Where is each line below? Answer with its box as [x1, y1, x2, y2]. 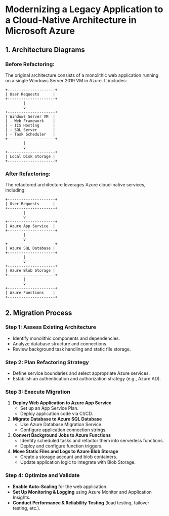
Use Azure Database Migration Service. [20, 422, 103, 428]
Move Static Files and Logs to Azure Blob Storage [12, 448, 119, 455]
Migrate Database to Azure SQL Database [12, 416, 102, 422]
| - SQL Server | [5, 127, 56, 133]
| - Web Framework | [5, 118, 56, 123]
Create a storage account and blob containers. [20, 454, 117, 460]
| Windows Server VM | [5, 114, 56, 119]
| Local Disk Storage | [5, 154, 56, 159]
